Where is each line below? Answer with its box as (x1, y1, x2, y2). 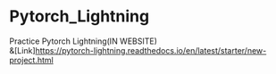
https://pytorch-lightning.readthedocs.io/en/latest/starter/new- (35, 45, 267, 55)
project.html (9, 54, 54, 65)
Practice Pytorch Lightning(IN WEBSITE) (9, 36, 158, 46)
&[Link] (9, 45, 36, 55)
